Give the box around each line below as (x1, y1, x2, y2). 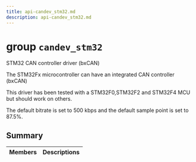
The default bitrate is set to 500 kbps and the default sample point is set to (6, 107, 189, 114)
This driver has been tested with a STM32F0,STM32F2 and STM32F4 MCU (6, 89, 191, 96)
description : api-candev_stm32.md (6, 14, 92, 20)
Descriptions (42, 148, 80, 157)
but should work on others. (6, 95, 72, 102)
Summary (6, 130, 43, 141)
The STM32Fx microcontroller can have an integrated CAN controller (6, 71, 175, 78)
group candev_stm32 (6, 40, 103, 54)
